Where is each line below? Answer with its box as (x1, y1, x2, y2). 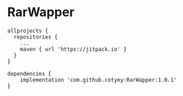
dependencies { (7, 70, 52, 77)
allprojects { (7, 27, 49, 34)
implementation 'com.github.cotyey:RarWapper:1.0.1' (20, 76, 177, 83)
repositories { (13, 33, 58, 41)
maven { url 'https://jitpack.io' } (20, 46, 128, 53)
